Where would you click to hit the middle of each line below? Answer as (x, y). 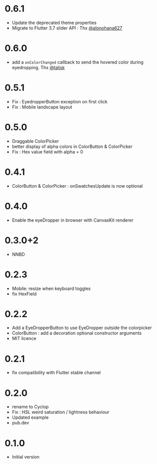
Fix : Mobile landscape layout (42, 107)
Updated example (30, 417)
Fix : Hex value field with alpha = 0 (47, 151)
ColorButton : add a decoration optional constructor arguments (77, 333)
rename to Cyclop (30, 407)
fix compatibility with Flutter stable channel (56, 373)
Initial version (25, 457)
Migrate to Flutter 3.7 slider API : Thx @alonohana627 (67, 28)
